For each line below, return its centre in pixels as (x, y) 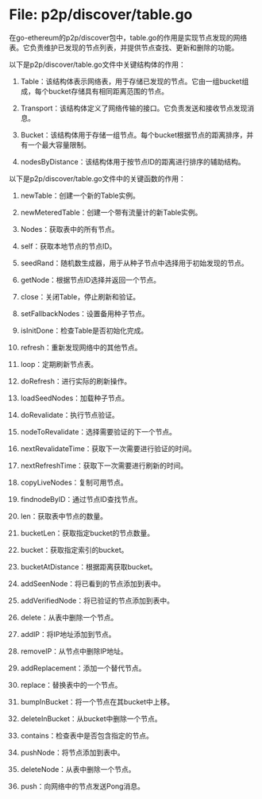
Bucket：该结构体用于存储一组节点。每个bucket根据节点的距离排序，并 (137, 135)
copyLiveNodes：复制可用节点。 (74, 482)
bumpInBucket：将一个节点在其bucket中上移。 (97, 701)
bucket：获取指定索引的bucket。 (74, 550)
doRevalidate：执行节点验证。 (69, 415)
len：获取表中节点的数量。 (64, 516)
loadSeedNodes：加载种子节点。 (75, 398)
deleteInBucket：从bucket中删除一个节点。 (91, 718)
